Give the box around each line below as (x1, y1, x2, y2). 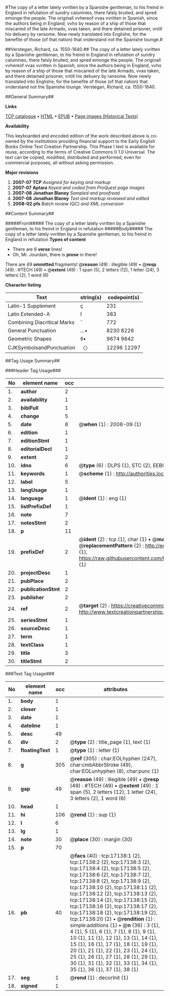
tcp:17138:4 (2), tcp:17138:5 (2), (70, 865, 151, 872)
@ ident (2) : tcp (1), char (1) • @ (78, 536, 157, 543)
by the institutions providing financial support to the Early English (20, 138, 155, 144)
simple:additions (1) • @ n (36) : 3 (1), (70, 922, 160, 929)
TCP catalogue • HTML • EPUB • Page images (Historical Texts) (5, 113, 138, 119)
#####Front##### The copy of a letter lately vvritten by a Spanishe (5, 220, 146, 226)
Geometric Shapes (8, 336, 52, 342)
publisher (21, 594, 44, 601)
